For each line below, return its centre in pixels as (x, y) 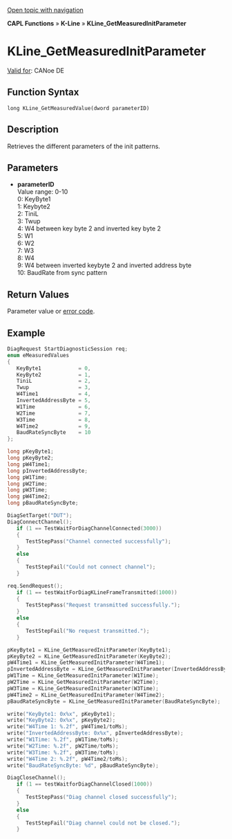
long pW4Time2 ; (29, 497)
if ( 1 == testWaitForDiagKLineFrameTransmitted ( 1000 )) (97, 592)
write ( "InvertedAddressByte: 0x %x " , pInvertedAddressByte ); (96, 733)
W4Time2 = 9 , (54, 426)
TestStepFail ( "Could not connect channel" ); (90, 567)
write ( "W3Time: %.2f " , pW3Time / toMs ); (63, 752)
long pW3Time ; (28, 490)
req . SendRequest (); (35, 586)
